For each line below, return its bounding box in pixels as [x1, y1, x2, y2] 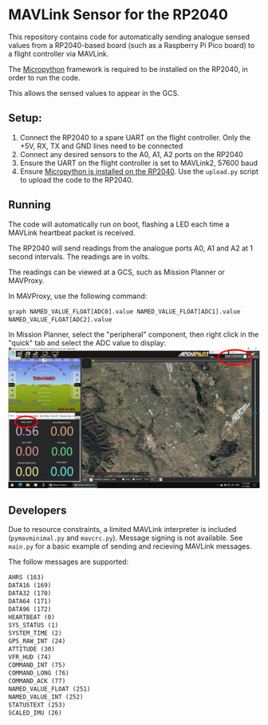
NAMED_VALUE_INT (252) [8, 693, 84, 701]
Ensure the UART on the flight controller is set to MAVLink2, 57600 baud [19, 158, 258, 167]
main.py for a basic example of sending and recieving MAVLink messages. [8, 542, 252, 551]
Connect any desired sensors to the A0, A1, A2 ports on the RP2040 [19, 149, 243, 159]
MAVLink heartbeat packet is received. [8, 227, 136, 237]
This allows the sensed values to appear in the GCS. [8, 88, 179, 97]
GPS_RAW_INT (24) [8, 637, 66, 645]
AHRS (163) [8, 573, 45, 581]
